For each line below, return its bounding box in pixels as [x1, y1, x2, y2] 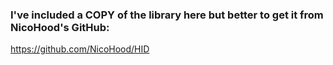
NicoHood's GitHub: [10, 20, 110, 34]
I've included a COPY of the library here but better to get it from [10, 8, 324, 22]
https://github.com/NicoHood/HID [10, 43, 150, 55]
